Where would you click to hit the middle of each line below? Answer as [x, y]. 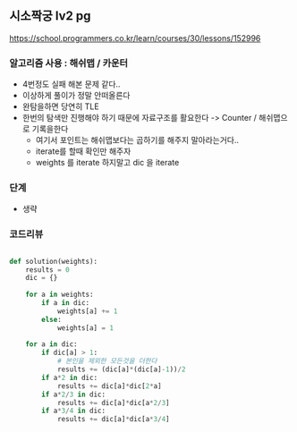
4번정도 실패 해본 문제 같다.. [71, 84]
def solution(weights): [54, 261]
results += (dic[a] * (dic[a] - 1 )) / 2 [121, 369]
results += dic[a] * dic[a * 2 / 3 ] [113, 402]
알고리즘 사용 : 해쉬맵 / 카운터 [68, 63]
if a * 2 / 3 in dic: [73, 394]
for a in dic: [51, 344]
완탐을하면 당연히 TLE [61, 106]
